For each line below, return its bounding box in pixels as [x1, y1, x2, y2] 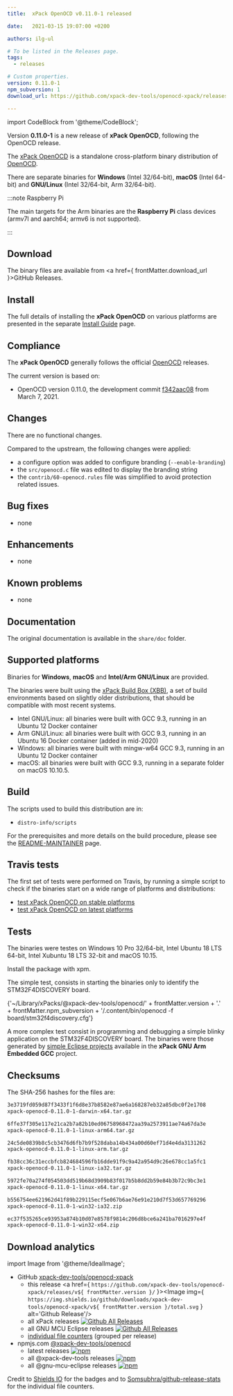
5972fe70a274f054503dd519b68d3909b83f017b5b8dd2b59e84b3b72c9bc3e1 [7, 1177, 207, 1184]
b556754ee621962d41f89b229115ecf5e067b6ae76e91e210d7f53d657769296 [7, 1196, 207, 1203]
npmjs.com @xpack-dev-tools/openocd [17, 1339, 132, 1347]
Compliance [7, 339, 61, 351]
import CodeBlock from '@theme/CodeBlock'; [7, 117, 139, 126]
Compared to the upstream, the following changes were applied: [7, 444, 191, 453]
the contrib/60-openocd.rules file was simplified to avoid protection [17, 473, 212, 481]
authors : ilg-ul [7, 35, 54, 42]
